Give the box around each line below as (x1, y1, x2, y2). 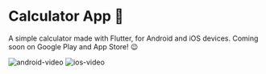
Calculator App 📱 (8, 7, 124, 25)
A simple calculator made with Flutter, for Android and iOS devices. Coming (8, 33, 259, 43)
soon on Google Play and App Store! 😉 (8, 41, 139, 51)
